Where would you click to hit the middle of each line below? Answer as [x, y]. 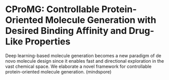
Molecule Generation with [100, 20]
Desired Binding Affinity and [66, 31]
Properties [48, 42]
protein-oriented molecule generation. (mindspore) [58, 71]
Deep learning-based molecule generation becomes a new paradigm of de [83, 55]
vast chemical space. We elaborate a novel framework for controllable [78, 66]
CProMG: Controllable [53, 9]
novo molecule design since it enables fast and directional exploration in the [84, 61]
